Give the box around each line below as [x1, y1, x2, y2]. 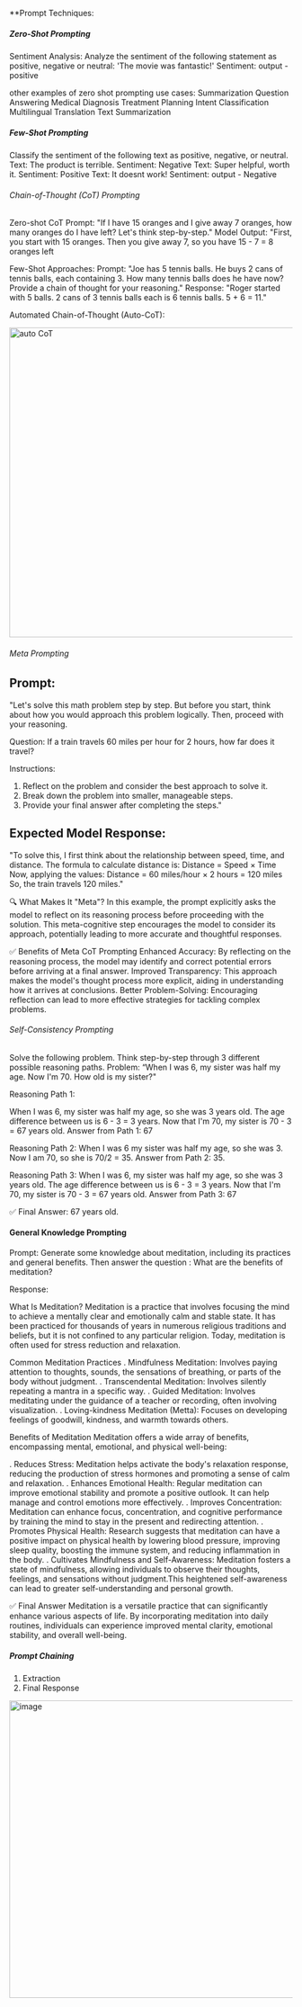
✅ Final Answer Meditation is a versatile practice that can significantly [9, 1600, 268, 1611]
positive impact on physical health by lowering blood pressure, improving [9, 1535, 280, 1546]
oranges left [9, 246, 54, 257]
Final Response [22, 1682, 80, 1693]
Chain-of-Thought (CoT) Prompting [9, 189, 141, 201]
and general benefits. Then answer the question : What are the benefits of [9, 1257, 284, 1268]
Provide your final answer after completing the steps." [22, 800, 222, 811]
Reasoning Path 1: [9, 1089, 75, 1099]
